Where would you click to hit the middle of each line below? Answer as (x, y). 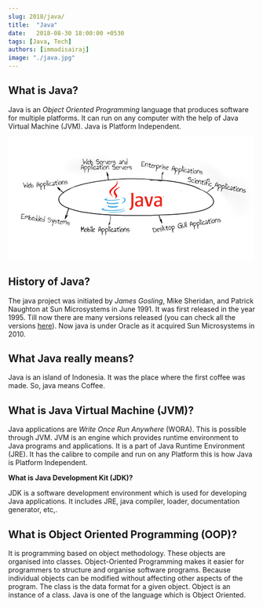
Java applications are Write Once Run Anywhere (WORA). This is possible (127, 429)
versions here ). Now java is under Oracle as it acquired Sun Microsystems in (131, 325)
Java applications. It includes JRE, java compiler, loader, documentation (124, 501)
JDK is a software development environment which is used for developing (128, 493)
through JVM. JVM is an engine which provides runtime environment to (124, 438)
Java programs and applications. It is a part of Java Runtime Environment (126, 446)
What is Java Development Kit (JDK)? (71, 478)
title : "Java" (33, 25)
